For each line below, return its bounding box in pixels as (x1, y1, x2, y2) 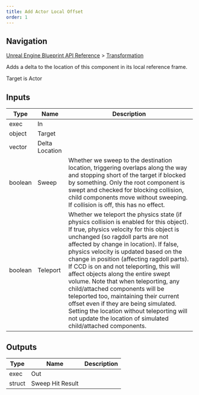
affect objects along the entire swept (68, 270, 171, 278)
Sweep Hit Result (31, 379, 79, 387)
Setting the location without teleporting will (68, 307, 188, 315)
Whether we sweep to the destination (68, 156, 172, 165)
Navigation (6, 36, 47, 46)
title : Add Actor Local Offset (6, 8, 84, 15)
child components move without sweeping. (68, 194, 188, 202)
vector (9, 143, 27, 151)
